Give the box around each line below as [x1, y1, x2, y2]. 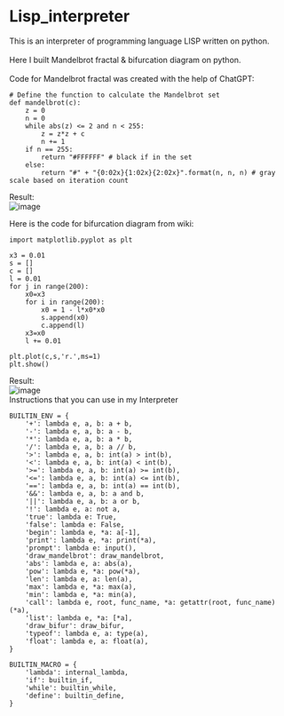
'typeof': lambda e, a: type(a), [25, 629, 149, 638]
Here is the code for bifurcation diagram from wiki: [9, 218, 194, 228]
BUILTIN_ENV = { [9, 411, 69, 420]
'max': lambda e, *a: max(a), [25, 582, 138, 592]
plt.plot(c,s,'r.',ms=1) [9, 352, 101, 361]
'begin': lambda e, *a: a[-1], [25, 528, 141, 537]
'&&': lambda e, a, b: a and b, [25, 489, 145, 498]
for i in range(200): [25, 298, 105, 306]
